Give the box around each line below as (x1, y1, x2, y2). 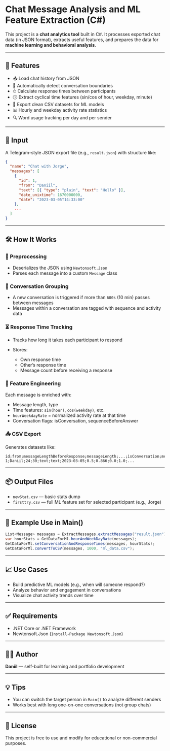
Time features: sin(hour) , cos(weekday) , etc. (12, 407, 105, 413)
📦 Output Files (5, 477, 54, 486)
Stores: (12, 347, 28, 353)
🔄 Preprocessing (5, 253, 47, 260)
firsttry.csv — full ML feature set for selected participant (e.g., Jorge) (12, 499, 162, 505)
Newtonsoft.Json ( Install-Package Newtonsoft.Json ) (12, 631, 123, 637)
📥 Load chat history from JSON (12, 75, 79, 81)
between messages (12, 300, 54, 306)
